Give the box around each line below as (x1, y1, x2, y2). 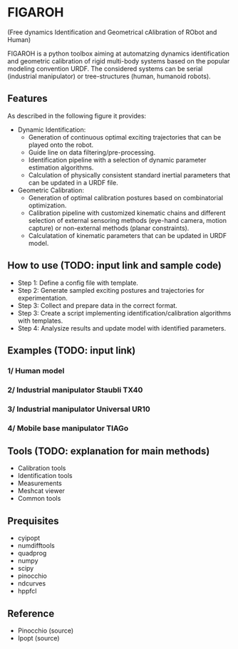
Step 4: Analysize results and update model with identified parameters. (17, 323, 227, 332)
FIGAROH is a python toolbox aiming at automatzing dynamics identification (7, 49, 229, 58)
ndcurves (17, 579, 46, 588)
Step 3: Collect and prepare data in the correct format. (17, 301, 178, 310)
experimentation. (17, 294, 68, 302)
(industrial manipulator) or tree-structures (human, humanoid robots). (7, 72, 212, 81)
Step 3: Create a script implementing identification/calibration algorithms (17, 308, 232, 317)
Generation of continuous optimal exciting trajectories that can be (28, 133, 222, 141)
